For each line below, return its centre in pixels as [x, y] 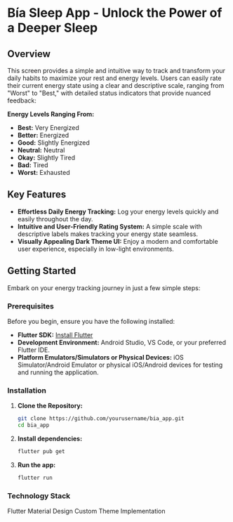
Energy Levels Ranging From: [51, 114]
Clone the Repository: [50, 406]
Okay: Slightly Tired [46, 157]
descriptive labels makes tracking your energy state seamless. [108, 234]
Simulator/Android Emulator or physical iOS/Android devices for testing [120, 365]
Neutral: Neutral [41, 150]
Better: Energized [43, 135]
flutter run [35, 478]
